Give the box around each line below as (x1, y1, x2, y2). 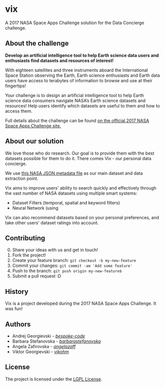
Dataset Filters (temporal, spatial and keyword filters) (12, 199, 120, 205)
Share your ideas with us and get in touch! (12, 247, 99, 253)
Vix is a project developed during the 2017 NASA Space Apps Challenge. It (5, 300, 157, 306)
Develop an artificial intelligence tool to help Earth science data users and (5, 52, 159, 58)
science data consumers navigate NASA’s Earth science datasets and (5, 97, 146, 103)
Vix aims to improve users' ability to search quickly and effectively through (5, 185, 157, 191)
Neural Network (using (12, 205, 59, 211)
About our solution (5, 137, 64, 146)
